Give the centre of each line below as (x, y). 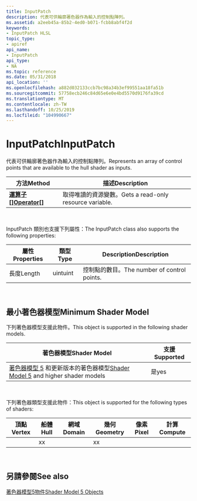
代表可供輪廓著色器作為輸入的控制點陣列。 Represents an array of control (94, 161)
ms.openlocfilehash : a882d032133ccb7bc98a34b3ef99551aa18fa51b (85, 88)
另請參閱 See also (38, 477)
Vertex (21, 432)
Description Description (135, 255)
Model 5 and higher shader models (57, 376)
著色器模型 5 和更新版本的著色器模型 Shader (69, 368)
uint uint (63, 273)
